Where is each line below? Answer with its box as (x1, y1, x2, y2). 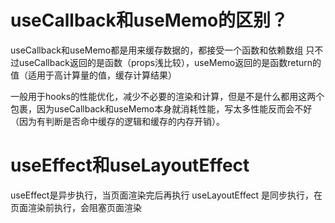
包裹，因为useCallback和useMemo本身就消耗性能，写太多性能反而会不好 (10, 102, 313, 115)
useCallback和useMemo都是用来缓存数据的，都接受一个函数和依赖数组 (10, 44, 304, 56)
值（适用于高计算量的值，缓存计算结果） (10, 69, 177, 81)
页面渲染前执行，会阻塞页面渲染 (10, 201, 142, 213)
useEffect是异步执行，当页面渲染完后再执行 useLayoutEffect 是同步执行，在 (10, 189, 323, 201)
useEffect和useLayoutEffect (10, 154, 250, 177)
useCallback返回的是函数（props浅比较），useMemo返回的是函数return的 (18, 56, 322, 68)
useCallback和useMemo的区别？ (10, 9, 289, 32)
